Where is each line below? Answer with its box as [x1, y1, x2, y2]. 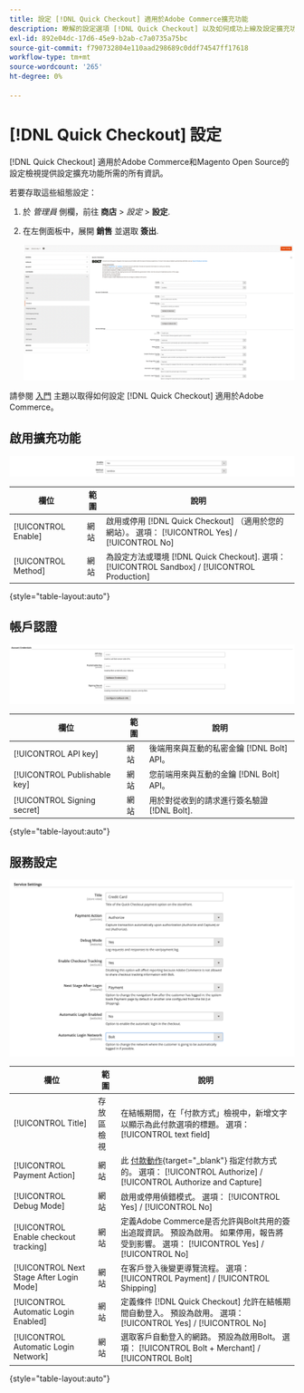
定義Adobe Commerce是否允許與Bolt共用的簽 [120, 1215, 291, 1227]
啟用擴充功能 [9, 430, 81, 446]
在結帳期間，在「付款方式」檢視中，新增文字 [120, 1108, 288, 1118]
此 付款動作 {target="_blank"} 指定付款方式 [120, 1155, 278, 1166]
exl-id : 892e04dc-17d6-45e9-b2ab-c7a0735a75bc [9, 34, 188, 43]
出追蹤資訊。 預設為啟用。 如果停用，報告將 [120, 1227, 284, 1238]
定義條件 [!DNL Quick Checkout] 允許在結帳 [120, 1296, 283, 1307]
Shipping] [120, 1282, 157, 1293]
